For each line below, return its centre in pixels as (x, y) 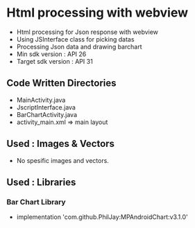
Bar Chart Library (36, 202)
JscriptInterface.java (46, 107)
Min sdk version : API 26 (51, 54)
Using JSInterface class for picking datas (75, 39)
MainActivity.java (41, 100)
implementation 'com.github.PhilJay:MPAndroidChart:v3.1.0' (102, 217)
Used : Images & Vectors (61, 144)
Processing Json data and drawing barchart (79, 46)
